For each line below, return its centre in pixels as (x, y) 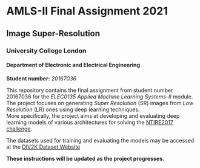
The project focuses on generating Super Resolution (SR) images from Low (100, 103)
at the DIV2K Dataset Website (43, 147)
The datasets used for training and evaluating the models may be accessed (100, 140)
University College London (46, 51)
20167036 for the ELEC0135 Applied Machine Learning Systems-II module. (100, 96)
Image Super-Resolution (53, 34)
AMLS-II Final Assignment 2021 (87, 11)
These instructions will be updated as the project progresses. (85, 158)
